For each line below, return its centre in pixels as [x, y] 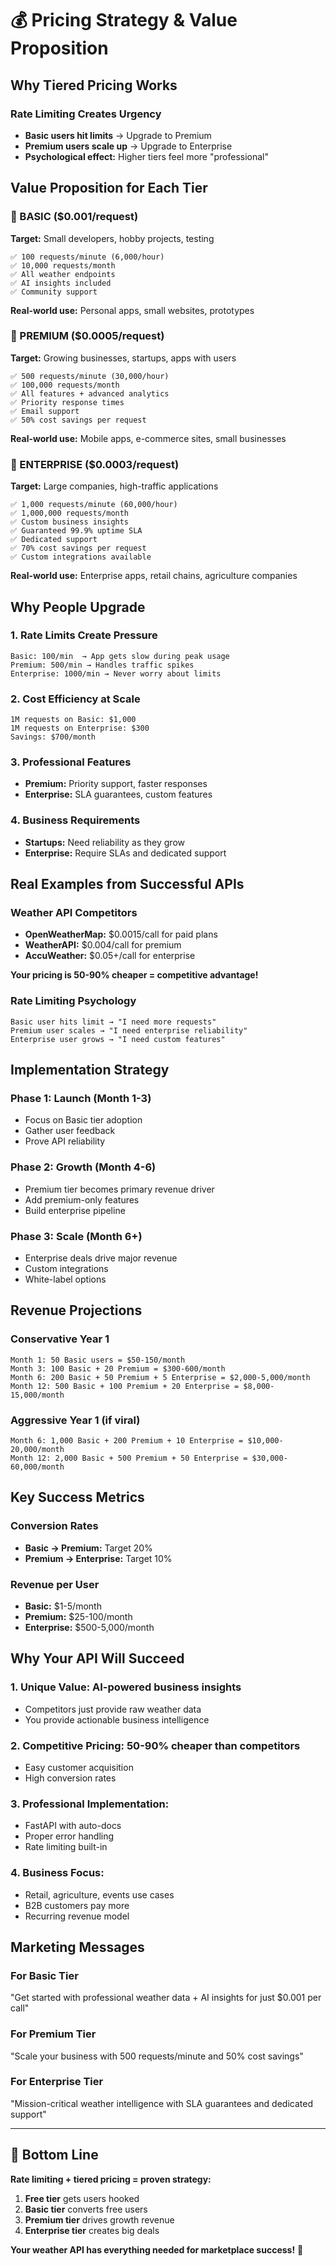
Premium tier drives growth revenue [99, 2219]
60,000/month [37, 1467]
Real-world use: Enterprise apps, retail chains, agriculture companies [154, 576]
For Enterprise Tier [57, 2082]
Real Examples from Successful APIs [127, 884]
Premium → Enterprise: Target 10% [98, 1558]
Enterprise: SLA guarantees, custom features [118, 794]
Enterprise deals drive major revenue [101, 1258]
